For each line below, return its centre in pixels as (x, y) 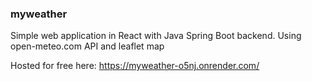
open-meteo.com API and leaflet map (87, 46)
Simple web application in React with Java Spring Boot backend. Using (156, 36)
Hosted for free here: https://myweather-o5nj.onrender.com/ (135, 66)
